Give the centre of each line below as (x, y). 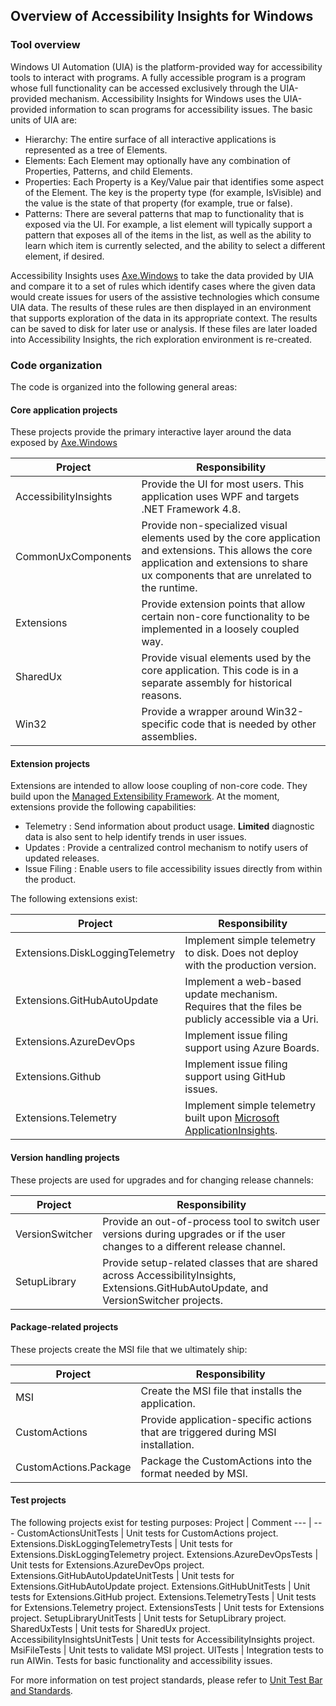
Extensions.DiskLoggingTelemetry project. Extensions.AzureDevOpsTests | (164, 1554)
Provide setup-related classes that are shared (210, 1262)
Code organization (56, 365)
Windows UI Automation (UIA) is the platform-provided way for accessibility (166, 66)
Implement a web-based (243, 982)
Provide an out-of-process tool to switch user (211, 1221)
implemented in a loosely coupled (220, 629)
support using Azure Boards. (252, 1048)
